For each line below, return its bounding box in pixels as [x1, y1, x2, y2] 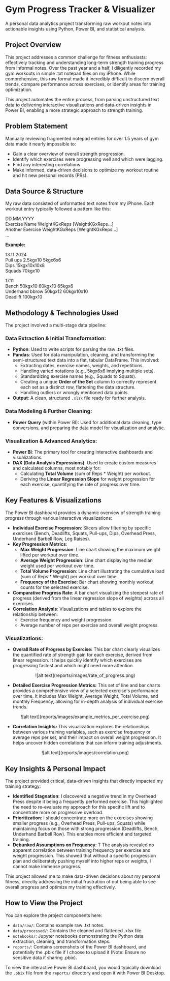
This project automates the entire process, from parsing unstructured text [5, 96, 159, 102]
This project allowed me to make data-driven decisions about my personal [5, 873, 160, 879]
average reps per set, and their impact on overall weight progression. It [12, 734, 161, 740]
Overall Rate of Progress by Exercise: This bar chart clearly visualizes [12, 646, 160, 652]
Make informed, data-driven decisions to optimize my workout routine [12, 167, 159, 173]
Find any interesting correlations [12, 161, 80, 167]
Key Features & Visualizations [5, 496, 101, 504]
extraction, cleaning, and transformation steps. [12, 938, 111, 944]
